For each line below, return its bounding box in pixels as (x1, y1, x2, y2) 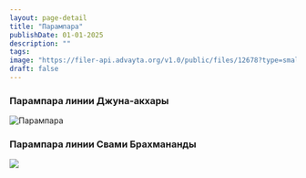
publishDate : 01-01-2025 (9, 30, 104, 39)
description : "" (9, 38, 71, 48)
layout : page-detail (9, 13, 88, 23)
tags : (9, 47, 30, 57)
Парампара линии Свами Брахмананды (9, 138, 197, 151)
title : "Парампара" (9, 22, 84, 31)
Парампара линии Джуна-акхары (9, 94, 169, 107)
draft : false (9, 65, 59, 74)
